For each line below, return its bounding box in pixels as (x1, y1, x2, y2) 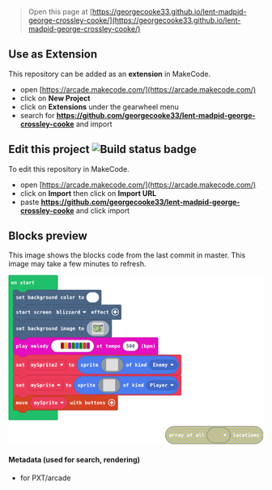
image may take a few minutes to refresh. (8, 259, 147, 269)
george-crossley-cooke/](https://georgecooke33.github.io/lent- (28, 15, 241, 25)
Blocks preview (8, 229, 87, 243)
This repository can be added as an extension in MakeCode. (8, 69, 211, 79)
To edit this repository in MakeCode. (8, 164, 130, 173)
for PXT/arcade (19, 473, 71, 483)
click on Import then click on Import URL (19, 188, 157, 198)
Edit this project (8, 143, 90, 156)
